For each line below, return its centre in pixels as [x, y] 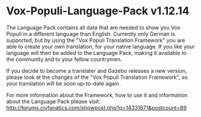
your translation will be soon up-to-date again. [64, 83]
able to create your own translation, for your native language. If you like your [100, 47]
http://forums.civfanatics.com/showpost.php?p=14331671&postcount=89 [97, 107]
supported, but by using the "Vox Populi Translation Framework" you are [96, 40]
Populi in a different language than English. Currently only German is [91, 33]
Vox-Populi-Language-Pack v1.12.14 [98, 11]
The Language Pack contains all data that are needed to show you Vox [93, 27]
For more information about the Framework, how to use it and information [97, 95]
